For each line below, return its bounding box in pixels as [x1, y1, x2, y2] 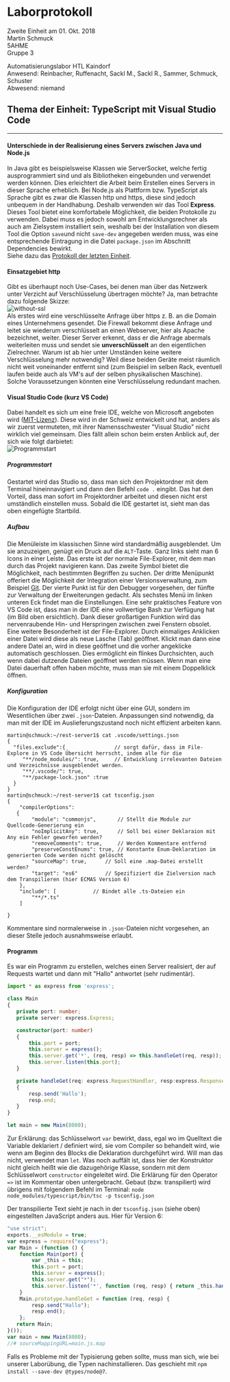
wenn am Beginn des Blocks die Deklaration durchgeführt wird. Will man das [7, 1149, 223, 1157]
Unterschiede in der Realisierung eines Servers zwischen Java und [7, 141, 202, 150]
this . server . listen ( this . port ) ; [28, 1059, 121, 1066]
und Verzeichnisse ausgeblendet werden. [7, 762, 125, 769]
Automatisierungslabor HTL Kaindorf [7, 62, 111, 70]
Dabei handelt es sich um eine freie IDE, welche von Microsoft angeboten [7, 408, 214, 417]
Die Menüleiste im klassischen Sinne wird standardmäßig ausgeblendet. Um [7, 540, 221, 548]
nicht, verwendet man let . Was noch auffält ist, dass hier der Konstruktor [7, 1156, 214, 1164]
